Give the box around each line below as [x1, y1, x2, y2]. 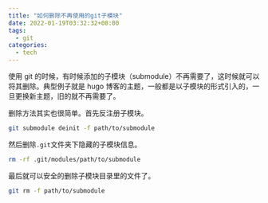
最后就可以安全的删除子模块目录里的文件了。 [8, 170, 156, 180]
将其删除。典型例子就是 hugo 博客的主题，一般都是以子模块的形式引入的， [8, 81, 253, 91]
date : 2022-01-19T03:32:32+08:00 [8, 19, 120, 27]
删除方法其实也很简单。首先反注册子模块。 [8, 108, 148, 118]
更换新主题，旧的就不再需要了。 [14, 92, 120, 100]
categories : [8, 41, 48, 49]
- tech [15, 49, 37, 57]
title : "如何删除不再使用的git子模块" [8, 11, 123, 20]
